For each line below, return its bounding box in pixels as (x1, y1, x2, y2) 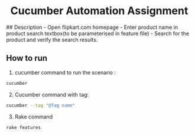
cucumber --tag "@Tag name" (6, 102, 76, 108)
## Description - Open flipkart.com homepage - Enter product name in (6, 24, 178, 31)
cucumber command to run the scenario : (14, 69, 116, 76)
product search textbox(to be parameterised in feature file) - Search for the (6, 29, 190, 37)
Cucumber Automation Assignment (10, 4, 188, 18)
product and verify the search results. (6, 36, 98, 43)
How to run (6, 53, 48, 63)
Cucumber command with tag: (14, 91, 89, 98)
